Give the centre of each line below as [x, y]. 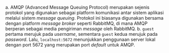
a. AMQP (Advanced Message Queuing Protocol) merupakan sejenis [77, 7]
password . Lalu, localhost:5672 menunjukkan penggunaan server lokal [80, 39]
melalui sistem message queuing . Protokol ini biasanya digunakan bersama [84, 18]
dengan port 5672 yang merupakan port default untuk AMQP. [70, 45]
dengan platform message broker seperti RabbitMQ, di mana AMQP [76, 23]
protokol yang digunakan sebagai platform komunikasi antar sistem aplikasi [84, 13]
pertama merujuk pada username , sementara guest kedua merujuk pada [81, 34]
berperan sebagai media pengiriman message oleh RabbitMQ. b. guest [80, 29]
